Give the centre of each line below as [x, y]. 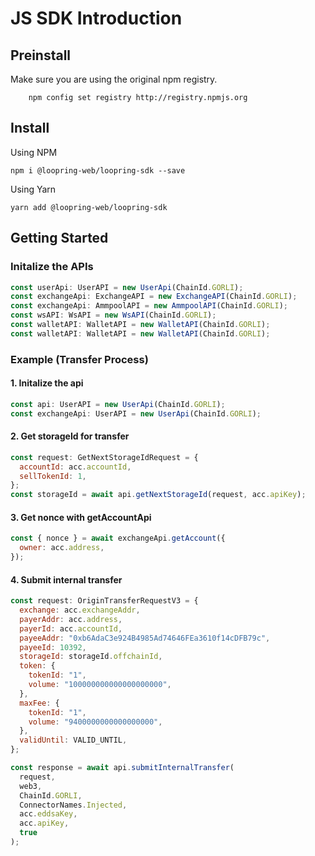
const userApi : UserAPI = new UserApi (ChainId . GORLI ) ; [127, 287]
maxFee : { [39, 703]
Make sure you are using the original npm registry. [114, 79]
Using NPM [34, 152]
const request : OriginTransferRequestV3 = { [104, 601]
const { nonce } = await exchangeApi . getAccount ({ [118, 538]
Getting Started [59, 238]
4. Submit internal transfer [66, 579]
